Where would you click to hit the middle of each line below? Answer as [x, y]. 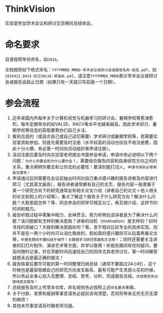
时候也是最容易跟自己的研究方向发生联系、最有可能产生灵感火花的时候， [85, 269]
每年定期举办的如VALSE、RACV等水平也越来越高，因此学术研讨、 [87, 124]
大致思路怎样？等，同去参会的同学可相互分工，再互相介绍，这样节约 [89, 202]
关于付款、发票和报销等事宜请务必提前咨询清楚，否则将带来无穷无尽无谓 [85, 293]
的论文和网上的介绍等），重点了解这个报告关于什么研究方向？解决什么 [81, 196]
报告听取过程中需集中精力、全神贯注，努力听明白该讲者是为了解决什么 [83, 215]
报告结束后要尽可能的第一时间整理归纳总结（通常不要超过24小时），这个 [84, 264]
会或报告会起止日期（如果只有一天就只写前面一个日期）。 [62, 82]
